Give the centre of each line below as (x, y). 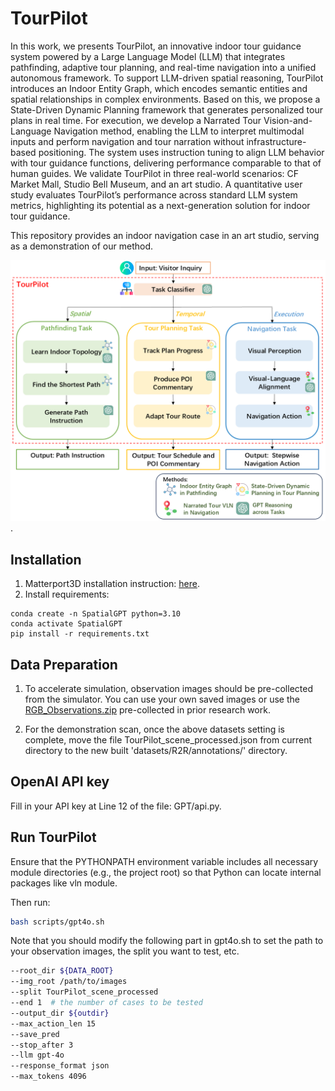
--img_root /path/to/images (69, 982)
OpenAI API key (60, 782)
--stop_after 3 (42, 1045)
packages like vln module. (64, 883)
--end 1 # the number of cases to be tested (106, 1003)
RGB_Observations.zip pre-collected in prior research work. (147, 709)
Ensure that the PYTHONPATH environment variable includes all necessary (164, 861)
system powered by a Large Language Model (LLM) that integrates (148, 56)
